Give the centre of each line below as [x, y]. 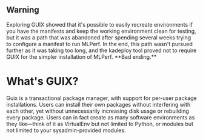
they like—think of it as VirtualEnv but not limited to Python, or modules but [100, 124]
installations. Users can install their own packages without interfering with [98, 104]
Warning [23, 10]
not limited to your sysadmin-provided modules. [66, 130]
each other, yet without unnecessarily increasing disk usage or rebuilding [98, 111]
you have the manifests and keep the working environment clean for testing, [101, 31]
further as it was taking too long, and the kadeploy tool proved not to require [101, 50]
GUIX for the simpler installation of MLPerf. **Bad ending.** [82, 56]
